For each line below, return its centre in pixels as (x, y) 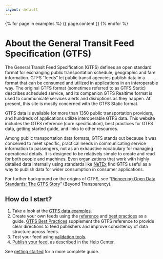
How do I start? (29, 199)
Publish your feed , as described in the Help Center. (63, 242)
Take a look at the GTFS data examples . (52, 211)
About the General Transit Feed (70, 43)
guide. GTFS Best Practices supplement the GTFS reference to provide (83, 221)
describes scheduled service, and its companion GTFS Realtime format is (79, 93)
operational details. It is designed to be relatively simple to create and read (80, 153)
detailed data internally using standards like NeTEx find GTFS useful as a (78, 164)
